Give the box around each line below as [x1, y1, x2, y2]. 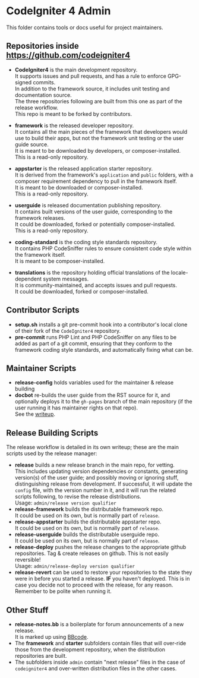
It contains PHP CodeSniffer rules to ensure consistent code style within [14, 245, 192, 252]
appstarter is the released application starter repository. [14, 165, 153, 172]
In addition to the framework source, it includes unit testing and [14, 85, 170, 92]
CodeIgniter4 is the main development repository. [14, 66, 138, 73]
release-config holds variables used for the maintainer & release [14, 379, 174, 386]
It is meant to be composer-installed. [14, 257, 105, 264]
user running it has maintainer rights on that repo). [14, 404, 138, 411]
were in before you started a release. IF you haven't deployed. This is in [14, 575, 190, 582]
